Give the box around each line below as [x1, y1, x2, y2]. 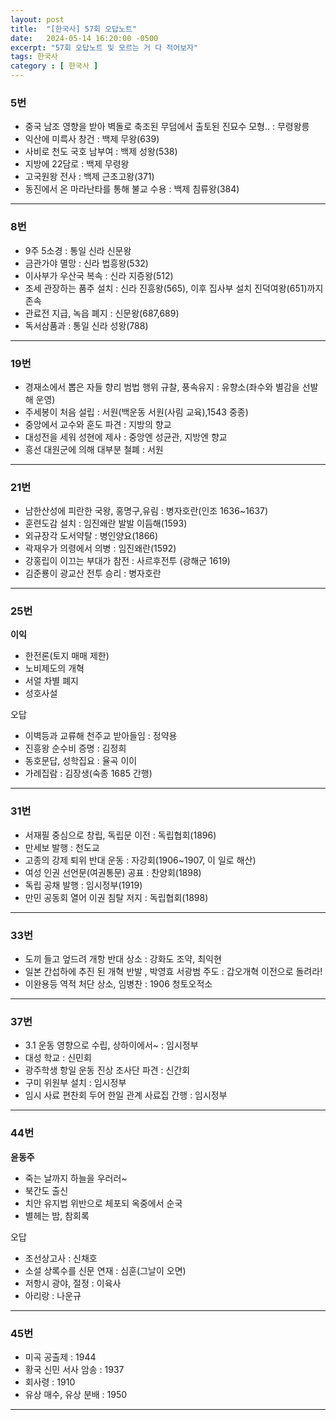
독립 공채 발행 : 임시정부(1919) [24, 879, 143, 891]
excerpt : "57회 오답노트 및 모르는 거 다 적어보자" [10, 42, 199, 53]
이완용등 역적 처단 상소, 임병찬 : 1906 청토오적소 [24, 978, 213, 990]
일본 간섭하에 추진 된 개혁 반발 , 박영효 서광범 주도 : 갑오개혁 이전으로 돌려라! [24, 966, 323, 978]
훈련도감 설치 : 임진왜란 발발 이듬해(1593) [24, 517, 188, 530]
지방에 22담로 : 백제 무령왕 [24, 158, 130, 170]
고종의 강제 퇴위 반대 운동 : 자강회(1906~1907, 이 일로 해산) [24, 854, 257, 866]
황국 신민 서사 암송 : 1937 [24, 1363, 125, 1375]
